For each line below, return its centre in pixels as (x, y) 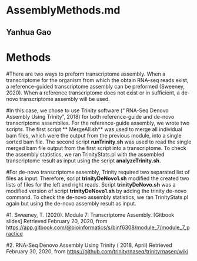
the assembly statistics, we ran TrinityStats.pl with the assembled (85, 154)
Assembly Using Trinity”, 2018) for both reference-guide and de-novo (90, 116)
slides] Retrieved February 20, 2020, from (57, 221)
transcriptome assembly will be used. (65, 99)
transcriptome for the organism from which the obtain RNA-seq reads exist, (97, 80)
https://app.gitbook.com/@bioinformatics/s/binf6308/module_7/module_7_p (98, 227)
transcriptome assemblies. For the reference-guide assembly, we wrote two (98, 123)
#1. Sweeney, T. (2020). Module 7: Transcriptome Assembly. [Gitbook (90, 215)
